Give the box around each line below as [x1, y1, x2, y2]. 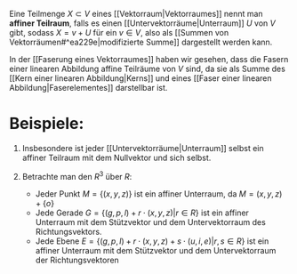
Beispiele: [9, 114, 84, 133]
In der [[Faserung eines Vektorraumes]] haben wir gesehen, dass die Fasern [9, 54, 289, 64]
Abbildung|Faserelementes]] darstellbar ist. [9, 83, 168, 93]
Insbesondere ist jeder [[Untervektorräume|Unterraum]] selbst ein [21, 142, 264, 153]
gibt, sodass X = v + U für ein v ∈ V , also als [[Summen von [9, 28, 229, 37]
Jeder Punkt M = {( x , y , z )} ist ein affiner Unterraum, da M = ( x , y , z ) [35, 188, 283, 199]
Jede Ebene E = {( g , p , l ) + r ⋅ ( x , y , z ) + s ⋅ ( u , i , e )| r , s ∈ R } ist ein [35, 236, 269, 246]
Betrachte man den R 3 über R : [21, 169, 132, 181]
